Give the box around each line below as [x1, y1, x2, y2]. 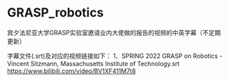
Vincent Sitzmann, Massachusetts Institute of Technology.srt [7, 59, 180, 68]
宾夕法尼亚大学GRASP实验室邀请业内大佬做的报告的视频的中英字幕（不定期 [7, 28, 221, 37]
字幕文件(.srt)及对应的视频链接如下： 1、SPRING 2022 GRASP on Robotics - [7, 52, 223, 60]
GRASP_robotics [7, 5, 104, 21]
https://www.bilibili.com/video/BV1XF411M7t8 [7, 67, 136, 75]
